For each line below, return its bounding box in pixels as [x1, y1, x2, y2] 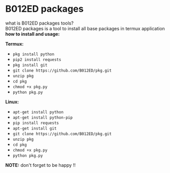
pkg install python [12, 52, 55, 57]
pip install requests [12, 120, 59, 125]
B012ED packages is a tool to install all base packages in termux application [5, 25, 165, 31]
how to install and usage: [5, 31, 60, 37]
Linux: [5, 98, 19, 105]
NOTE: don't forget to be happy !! [5, 162, 76, 168]
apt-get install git [12, 126, 57, 131]
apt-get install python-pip [12, 115, 73, 120]
